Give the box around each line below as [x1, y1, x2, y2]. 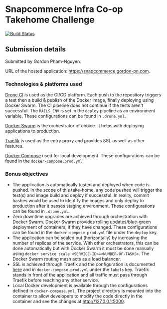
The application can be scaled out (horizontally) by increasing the [12, 235, 148, 241]
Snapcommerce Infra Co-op [5, 3, 123, 15]
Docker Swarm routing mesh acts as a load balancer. [12, 256, 121, 262]
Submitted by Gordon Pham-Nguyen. [5, 58, 81, 64]
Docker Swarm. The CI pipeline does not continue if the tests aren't [5, 102, 144, 108]
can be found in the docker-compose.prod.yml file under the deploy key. [12, 230, 158, 236]
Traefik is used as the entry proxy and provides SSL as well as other [5, 138, 145, 144]
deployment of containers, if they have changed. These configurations [12, 224, 158, 230]
